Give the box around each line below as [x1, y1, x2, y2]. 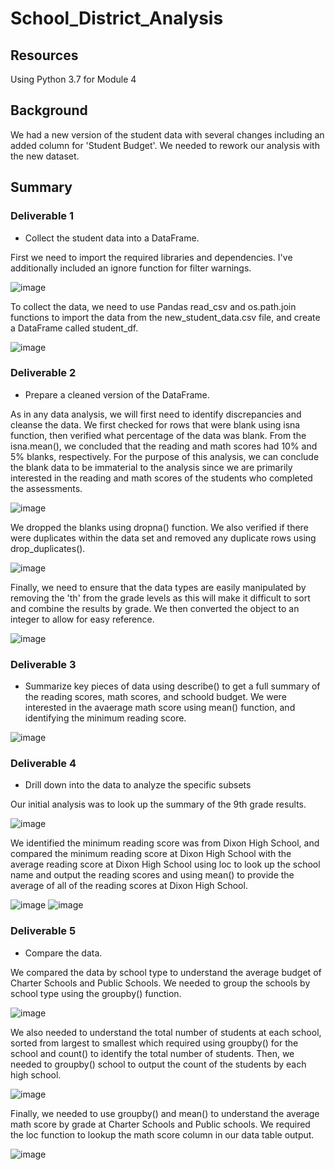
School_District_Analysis [10, 7, 224, 30]
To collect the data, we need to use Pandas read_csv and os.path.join [10, 300, 297, 312]
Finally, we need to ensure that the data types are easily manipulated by [10, 581, 307, 593]
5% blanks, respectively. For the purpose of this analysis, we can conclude [10, 450, 320, 462]
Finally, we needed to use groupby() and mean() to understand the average [10, 1107, 320, 1119]
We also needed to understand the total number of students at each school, [10, 1026, 322, 1038]
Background [10, 102, 88, 119]
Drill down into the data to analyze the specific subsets [24, 779, 252, 791]
